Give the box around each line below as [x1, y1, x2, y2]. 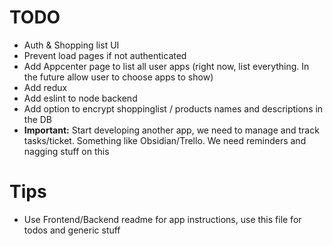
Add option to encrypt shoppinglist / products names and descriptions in [23, 102, 324, 115]
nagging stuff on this [23, 145, 110, 157]
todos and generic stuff [23, 224, 121, 236]
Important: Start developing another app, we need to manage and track [23, 124, 320, 136]
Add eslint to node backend [23, 92, 138, 104]
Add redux [23, 81, 68, 93]
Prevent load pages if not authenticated [23, 49, 187, 61]
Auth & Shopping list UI [23, 39, 120, 51]
